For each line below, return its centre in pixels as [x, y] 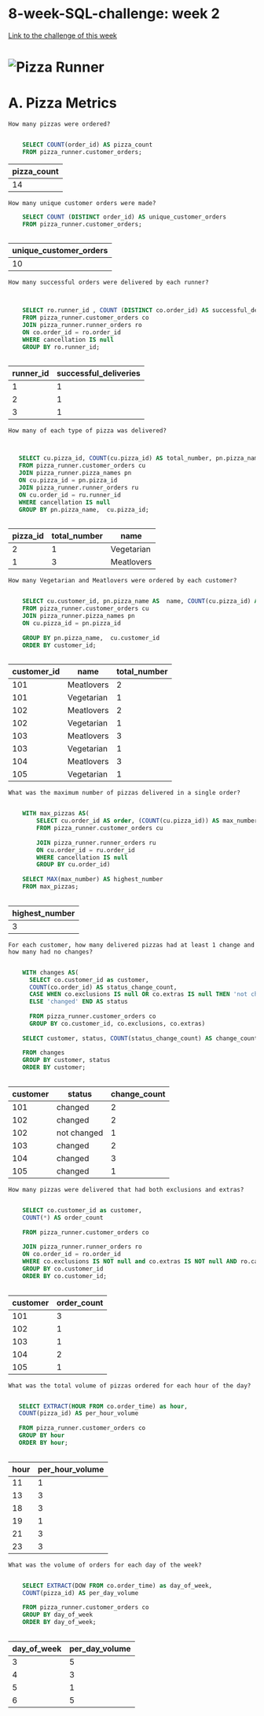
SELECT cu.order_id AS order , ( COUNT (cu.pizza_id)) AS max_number [147, 821]
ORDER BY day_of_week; [59, 1622]
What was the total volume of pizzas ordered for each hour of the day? [130, 1385]
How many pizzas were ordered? [59, 124]
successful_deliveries [99, 373]
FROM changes [44, 1053]
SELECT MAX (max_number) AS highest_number [93, 880]
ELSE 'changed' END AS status [78, 1002]
